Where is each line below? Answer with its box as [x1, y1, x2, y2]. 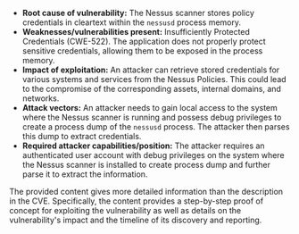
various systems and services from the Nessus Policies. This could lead [21, 74, 287, 84]
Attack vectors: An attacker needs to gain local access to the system [21, 103, 278, 113]
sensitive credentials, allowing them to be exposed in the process [21, 46, 263, 56]
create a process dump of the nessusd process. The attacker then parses [21, 121, 290, 132]
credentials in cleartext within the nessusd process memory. [21, 17, 241, 28]
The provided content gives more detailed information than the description [9, 187, 284, 196]
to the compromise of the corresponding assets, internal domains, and [21, 84, 281, 94]
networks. [21, 93, 60, 104]
